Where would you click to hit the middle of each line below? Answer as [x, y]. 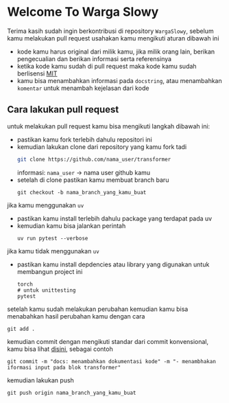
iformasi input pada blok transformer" [64, 367]
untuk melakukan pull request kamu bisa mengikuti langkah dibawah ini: [109, 126]
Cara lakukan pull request [63, 110]
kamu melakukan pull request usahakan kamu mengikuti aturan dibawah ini [113, 38]
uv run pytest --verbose [52, 238]
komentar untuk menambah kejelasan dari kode [83, 88]
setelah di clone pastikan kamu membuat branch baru [93, 180]
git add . [21, 329]
